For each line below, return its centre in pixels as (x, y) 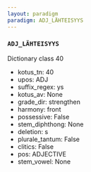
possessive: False (43, 117)
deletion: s (33, 131)
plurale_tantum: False (48, 139)
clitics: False (36, 146)
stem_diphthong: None (50, 124)
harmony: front (39, 109)
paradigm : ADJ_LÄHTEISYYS (45, 20)
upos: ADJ (33, 79)
